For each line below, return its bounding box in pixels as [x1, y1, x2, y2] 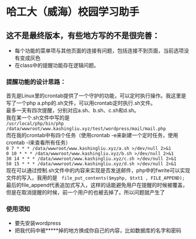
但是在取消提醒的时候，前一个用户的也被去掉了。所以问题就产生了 [6, 189, 165, 196]
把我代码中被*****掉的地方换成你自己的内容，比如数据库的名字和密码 [14, 227, 181, 234]
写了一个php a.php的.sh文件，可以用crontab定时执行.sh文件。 [6, 100, 156, 107]
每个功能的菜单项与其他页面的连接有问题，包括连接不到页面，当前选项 [14, 47, 184, 54]
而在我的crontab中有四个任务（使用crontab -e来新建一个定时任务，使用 [6, 132, 178, 139]
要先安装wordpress [14, 219, 61, 226]
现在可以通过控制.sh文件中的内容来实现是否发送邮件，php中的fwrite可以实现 [6, 167, 191, 174]
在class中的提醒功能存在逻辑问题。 [14, 62, 99, 69]
